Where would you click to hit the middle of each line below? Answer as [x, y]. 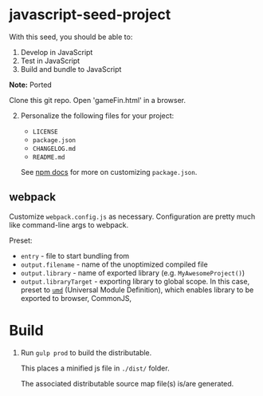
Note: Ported [31, 85]
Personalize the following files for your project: [97, 115]
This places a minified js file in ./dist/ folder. [95, 368]
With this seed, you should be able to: [71, 37]
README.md [49, 157]
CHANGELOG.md [54, 148]
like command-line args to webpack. [69, 224]
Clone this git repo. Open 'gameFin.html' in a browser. [98, 100]
